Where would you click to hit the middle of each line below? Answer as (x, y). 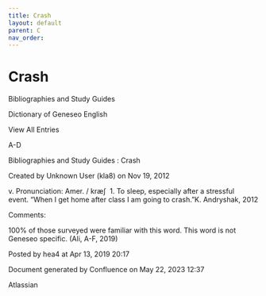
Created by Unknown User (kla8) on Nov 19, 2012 (89, 176)
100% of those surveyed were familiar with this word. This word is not (122, 230)
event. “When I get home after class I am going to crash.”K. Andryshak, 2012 (133, 200)
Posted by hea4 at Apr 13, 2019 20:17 (69, 254)
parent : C (25, 30)
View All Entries (34, 130)
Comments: (27, 215)
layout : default (35, 23)
